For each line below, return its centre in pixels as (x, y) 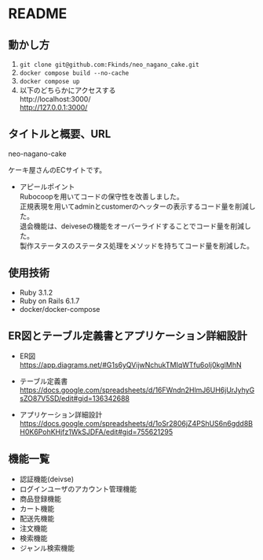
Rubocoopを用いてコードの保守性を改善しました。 (101, 196)
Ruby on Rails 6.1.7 (49, 301)
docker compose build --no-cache (74, 73)
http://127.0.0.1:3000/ (53, 108)
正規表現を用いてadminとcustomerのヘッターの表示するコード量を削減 (134, 206)
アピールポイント (47, 187)
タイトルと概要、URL (60, 134)
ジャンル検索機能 (47, 548)
